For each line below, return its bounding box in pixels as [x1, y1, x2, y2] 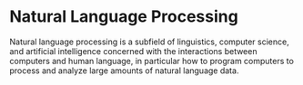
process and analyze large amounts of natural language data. [9, 65, 239, 76]
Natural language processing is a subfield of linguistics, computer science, [9, 36, 289, 47]
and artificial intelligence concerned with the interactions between [9, 45, 258, 56]
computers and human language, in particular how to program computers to [9, 55, 294, 66]
